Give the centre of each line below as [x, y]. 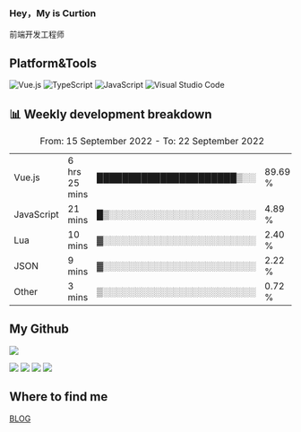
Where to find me [59, 397]
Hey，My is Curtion [53, 13]
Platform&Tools [53, 63]
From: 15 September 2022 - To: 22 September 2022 [152, 141]
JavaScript [37, 214]
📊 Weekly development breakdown [111, 114]
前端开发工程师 [37, 35]
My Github [39, 329]
